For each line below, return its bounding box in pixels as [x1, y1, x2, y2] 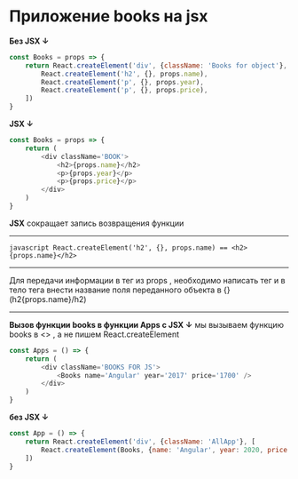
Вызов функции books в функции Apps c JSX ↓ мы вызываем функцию [9, 319, 284, 330]
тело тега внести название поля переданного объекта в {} [9, 284, 231, 295]
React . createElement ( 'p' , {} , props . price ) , [41, 86, 208, 95]
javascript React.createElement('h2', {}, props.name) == [9, 243, 228, 252]
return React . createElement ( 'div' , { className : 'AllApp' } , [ [25, 437, 255, 446]
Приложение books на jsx [9, 6, 208, 27]
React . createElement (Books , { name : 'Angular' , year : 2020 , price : [41, 445, 292, 454]
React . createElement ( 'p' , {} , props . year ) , [41, 77, 204, 86]
